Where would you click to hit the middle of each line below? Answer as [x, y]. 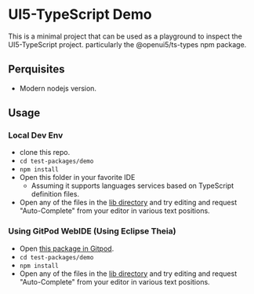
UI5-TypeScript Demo [80, 15]
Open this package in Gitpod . [67, 248]
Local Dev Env [36, 135]
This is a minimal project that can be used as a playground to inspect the [125, 36]
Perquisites [36, 70]
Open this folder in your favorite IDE [77, 178]
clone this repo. [45, 153]
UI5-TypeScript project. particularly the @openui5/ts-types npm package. [127, 44]
